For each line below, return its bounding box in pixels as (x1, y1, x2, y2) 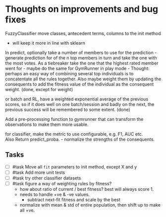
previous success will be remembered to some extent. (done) (5, 107, 130, 112)
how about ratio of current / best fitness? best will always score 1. (19, 186, 154, 192)
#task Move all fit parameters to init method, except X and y (12, 163, 137, 169)
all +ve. (19, 207, 35, 213)
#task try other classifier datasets (12, 175, 81, 181)
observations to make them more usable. (5, 121, 89, 127)
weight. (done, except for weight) (5, 86, 73, 92)
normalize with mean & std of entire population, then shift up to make (19, 202, 161, 208)
